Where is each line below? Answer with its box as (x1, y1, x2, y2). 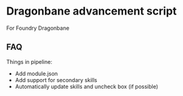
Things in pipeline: (6, 58, 53, 65)
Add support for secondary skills (15, 76, 97, 83)
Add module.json (15, 70, 58, 77)
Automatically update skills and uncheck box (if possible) (15, 83, 159, 90)
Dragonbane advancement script (6, 4, 177, 18)
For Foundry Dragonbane (6, 24, 70, 32)
